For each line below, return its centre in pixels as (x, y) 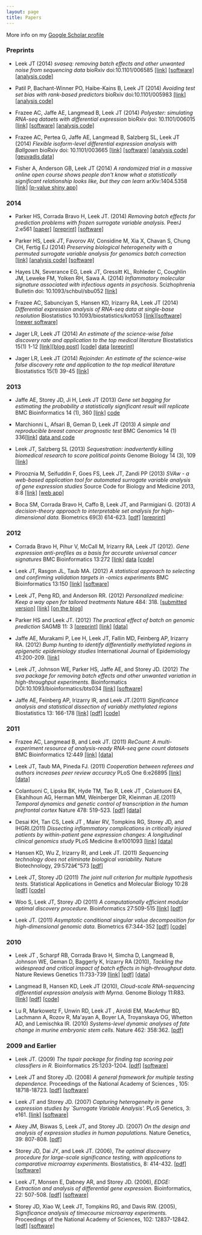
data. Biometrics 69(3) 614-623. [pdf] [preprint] (106, 517)
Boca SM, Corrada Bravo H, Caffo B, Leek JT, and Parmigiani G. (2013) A (105, 505)
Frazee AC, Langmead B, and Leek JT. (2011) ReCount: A (85, 742)
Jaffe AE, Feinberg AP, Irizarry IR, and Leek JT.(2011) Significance (97, 700)
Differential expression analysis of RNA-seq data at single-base (95, 310)
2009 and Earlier (31, 1046)
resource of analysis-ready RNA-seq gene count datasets (117, 748)
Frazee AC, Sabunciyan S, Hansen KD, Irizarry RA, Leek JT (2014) (97, 303)
